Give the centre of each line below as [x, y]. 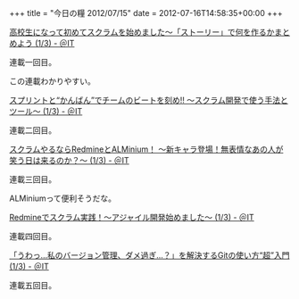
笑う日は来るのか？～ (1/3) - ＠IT [69, 160]
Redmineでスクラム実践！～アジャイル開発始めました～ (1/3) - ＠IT [132, 217]
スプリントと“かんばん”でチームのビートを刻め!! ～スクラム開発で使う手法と [149, 100]
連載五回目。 [33, 285]
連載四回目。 [33, 236]
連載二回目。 [33, 130]
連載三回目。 [33, 179]
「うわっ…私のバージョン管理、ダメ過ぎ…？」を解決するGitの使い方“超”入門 [149, 255]
